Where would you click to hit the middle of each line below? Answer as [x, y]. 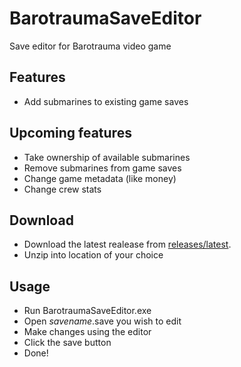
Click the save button [67, 343]
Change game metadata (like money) [100, 178]
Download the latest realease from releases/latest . [127, 244]
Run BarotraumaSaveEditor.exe [87, 311]
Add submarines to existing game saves [106, 101]
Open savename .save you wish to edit [102, 321]
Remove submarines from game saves [102, 168]
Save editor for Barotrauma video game [90, 46]
